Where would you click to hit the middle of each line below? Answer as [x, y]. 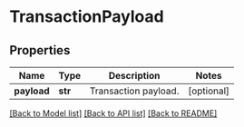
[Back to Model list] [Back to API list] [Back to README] [113, 113]
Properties [40, 50]
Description [134, 76]
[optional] [208, 91]
